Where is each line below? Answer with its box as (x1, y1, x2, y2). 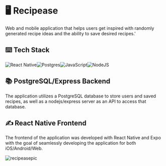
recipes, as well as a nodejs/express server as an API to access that (5, 98, 146, 104)
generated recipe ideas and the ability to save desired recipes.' (5, 30, 136, 36)
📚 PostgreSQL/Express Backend (5, 77, 110, 86)
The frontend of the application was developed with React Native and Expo (5, 135, 161, 141)
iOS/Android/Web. (5, 145, 43, 151)
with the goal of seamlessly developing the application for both (5, 140, 136, 146)
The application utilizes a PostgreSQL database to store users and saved (5, 93, 156, 99)
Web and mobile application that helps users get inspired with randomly (5, 25, 154, 31)
